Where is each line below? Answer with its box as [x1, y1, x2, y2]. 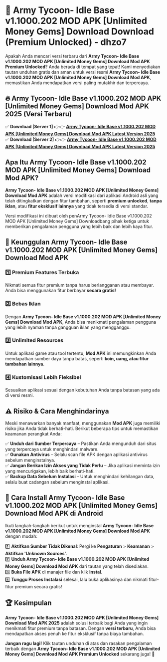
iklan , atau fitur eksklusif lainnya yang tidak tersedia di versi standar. [5, 203, 149, 209]
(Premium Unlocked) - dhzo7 [5, 37, 127, 48]
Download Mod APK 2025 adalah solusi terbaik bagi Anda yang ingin [5, 620, 148, 626]
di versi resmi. [5, 392, 34, 398]
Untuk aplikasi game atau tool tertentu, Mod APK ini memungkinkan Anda [5, 350, 156, 356]
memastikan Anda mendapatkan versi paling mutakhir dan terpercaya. [5, 80, 150, 86]
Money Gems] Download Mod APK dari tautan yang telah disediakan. [5, 563, 149, 569]
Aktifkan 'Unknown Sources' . [5, 550, 68, 556]
